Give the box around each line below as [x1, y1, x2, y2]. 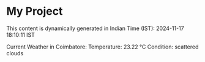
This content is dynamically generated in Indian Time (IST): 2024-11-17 [6, 25, 185, 32]
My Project [6, 4, 63, 18]
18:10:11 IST [6, 31, 35, 38]
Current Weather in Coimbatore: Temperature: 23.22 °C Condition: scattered [6, 43, 199, 50]
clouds [6, 49, 24, 56]
